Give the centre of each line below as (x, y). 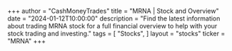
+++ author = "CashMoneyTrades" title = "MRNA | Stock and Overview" (113, 11)
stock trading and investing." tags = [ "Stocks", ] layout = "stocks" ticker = (116, 33)
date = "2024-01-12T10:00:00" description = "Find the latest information (114, 18)
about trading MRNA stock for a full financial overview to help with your (112, 26)
